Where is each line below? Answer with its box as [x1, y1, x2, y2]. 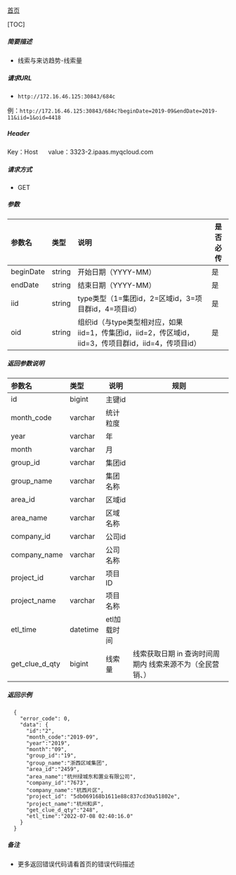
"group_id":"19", [25, 752, 77, 759]
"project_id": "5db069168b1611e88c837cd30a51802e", [25, 793, 181, 800]
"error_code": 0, [20, 715, 71, 722]
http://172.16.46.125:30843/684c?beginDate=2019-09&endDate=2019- [20, 108, 218, 115]
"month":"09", [25, 746, 68, 753]
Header [7, 129, 30, 137]
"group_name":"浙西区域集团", [25, 759, 108, 767]
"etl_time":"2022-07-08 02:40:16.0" [25, 812, 133, 819]
